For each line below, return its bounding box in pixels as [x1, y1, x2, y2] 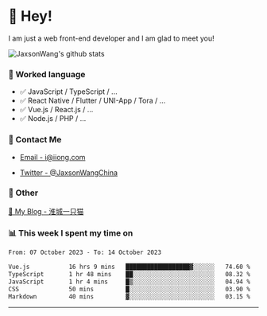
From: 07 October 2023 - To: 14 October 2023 [8, 248, 161, 257]
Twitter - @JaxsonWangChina [19, 167, 118, 178]
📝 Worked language [8, 68, 86, 80]
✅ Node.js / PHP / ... [19, 114, 87, 123]
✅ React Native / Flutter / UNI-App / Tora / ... [19, 96, 166, 106]
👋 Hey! [8, 7, 53, 25]
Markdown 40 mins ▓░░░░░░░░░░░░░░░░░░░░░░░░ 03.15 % [8, 292, 250, 301]
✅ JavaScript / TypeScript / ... [19, 87, 118, 96]
